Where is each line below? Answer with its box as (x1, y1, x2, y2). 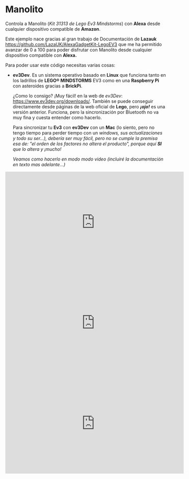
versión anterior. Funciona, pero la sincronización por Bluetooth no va (12, 109, 159, 115)
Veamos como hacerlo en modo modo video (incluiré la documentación (12, 156, 164, 162)
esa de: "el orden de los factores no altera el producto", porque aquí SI (12, 141, 162, 147)
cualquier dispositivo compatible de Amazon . (5, 26, 101, 32)
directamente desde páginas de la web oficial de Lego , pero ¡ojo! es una (12, 103, 166, 109)
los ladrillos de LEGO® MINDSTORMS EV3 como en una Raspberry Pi (12, 77, 159, 83)
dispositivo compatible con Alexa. (5, 52, 77, 58)
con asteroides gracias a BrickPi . (12, 83, 83, 89)
